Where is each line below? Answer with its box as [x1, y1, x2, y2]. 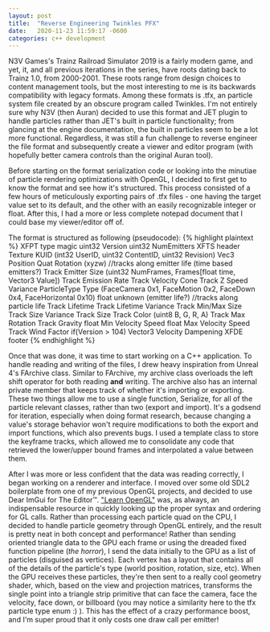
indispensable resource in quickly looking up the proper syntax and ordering [8, 504, 261, 514]
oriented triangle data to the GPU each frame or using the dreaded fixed [8, 538, 247, 547]
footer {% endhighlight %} [8, 336, 96, 345]
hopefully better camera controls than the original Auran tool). [8, 151, 214, 160]
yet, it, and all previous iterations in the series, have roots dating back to [8, 65, 247, 75]
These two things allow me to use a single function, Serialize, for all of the [8, 394, 253, 403]
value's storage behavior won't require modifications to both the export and [8, 419, 259, 429]
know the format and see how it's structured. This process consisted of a [8, 183, 251, 193]
